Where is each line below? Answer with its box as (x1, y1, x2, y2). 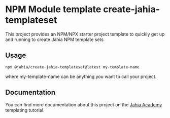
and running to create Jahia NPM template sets (5, 36, 104, 43)
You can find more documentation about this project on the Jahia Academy (5, 101, 162, 107)
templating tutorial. (5, 107, 45, 113)
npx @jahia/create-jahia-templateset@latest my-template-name (5, 64, 140, 69)
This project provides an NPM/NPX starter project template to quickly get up (5, 31, 165, 37)
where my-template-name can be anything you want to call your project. (5, 73, 157, 80)
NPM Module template (5, 4, 101, 15)
